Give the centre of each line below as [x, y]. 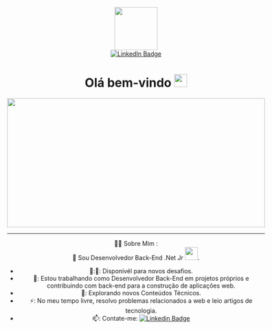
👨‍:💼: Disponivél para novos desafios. [141, 270]
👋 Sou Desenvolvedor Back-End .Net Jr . [136, 257]
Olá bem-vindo [128, 83]
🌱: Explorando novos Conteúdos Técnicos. [141, 293]
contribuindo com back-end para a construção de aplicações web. [141, 286]
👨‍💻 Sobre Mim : [136, 243]
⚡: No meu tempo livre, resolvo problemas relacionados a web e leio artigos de [141, 300]
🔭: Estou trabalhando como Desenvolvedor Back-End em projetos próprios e [141, 278]
